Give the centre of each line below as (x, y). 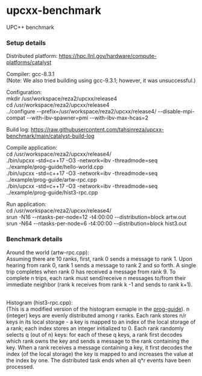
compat (16, 118)
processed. (20, 366)
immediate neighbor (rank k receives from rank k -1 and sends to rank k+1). (99, 284)
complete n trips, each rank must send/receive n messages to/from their (96, 278)
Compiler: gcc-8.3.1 (30, 74)
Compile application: (32, 148)
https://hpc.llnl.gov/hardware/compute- (108, 56)
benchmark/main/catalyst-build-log (50, 136)
